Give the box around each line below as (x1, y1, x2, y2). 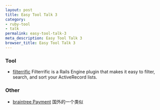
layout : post (5, 7, 33, 13)
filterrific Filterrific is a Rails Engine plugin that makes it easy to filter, (12, 69, 155, 75)
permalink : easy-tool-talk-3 (5, 31, 67, 36)
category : (5, 17, 26, 22)
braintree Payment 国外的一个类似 (12, 99, 83, 105)
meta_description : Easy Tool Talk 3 (5, 36, 82, 41)
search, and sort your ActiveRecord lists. (12, 74, 97, 80)
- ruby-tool (5, 21, 30, 27)
